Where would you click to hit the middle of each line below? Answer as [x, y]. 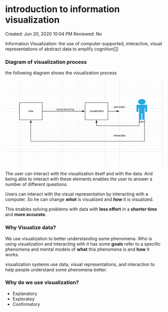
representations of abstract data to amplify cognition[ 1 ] [62, 49]
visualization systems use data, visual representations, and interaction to [80, 264]
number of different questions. [37, 184]
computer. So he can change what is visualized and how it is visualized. [79, 199]
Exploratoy [23, 299]
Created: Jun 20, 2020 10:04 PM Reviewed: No [54, 34]
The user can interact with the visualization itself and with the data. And [79, 174]
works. [12, 254]
